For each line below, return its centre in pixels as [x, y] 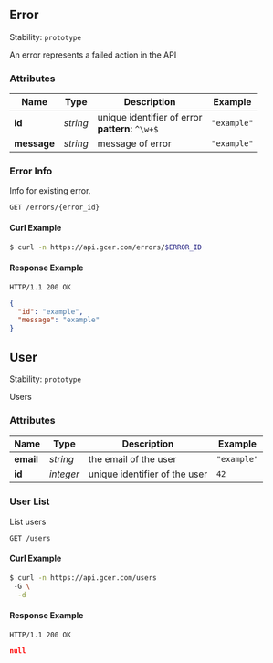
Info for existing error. [50, 191]
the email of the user [132, 459]
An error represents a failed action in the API [93, 55]
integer [64, 474]
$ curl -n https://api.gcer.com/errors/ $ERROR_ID [106, 247]
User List [30, 501]
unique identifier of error [150, 118]
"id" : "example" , [51, 311]
